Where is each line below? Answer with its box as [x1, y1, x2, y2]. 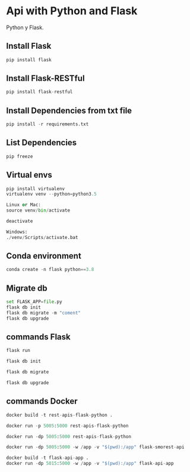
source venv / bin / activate [6, 207, 70, 213]
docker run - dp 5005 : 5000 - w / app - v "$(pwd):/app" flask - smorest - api [6, 444, 185, 450]
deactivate [6, 218, 33, 224]
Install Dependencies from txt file [6, 105, 132, 115]
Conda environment [6, 251, 81, 261]
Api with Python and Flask [6, 4, 138, 18]
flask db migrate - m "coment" [6, 310, 81, 316]
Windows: [6, 229, 28, 235]
